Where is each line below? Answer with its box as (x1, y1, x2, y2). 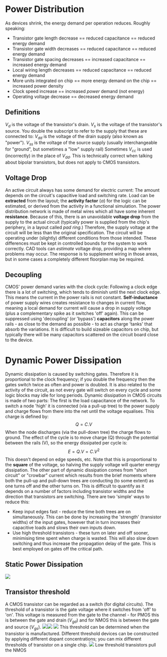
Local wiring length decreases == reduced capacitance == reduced (12, 67, 152, 73)
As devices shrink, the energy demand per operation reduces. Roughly (5, 20, 151, 26)
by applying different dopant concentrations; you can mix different (5, 636, 142, 642)
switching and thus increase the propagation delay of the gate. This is (12, 540, 156, 546)
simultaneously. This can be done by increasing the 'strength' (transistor (12, 514, 162, 520)
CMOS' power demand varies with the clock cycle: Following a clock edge (5, 284, 158, 290)
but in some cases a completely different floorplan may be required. (5, 256, 145, 262)
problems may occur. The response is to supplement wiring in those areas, (5, 251, 159, 257)
